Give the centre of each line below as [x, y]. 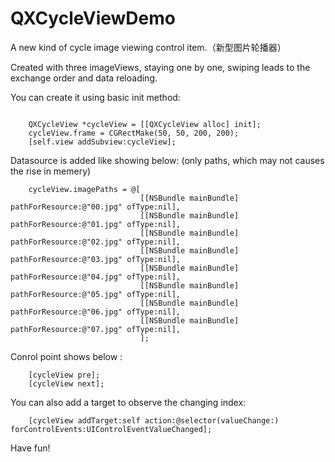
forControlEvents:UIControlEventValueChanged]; [111, 429]
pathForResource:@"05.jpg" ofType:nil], [96, 294]
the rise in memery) [51, 171]
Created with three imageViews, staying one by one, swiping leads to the [160, 67]
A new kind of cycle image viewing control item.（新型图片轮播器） [148, 47]
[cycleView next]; [66, 383]
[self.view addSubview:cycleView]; [102, 142]
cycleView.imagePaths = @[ [84, 189]
